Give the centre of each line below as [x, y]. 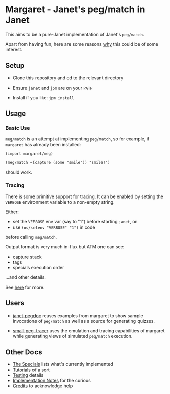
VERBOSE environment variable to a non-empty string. [60, 202]
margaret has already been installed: [43, 145]
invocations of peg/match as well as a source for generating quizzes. [84, 321]
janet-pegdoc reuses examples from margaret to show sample [78, 315]
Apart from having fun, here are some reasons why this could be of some [82, 44]
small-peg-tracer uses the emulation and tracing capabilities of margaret [89, 331]
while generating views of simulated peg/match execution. [73, 336]
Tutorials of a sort [31, 370]
